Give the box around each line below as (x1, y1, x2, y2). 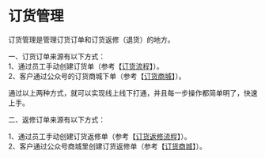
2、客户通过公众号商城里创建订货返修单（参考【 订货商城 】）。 (8, 141, 207, 151)
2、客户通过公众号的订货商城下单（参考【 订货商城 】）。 (8, 71, 186, 81)
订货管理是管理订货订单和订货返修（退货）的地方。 (8, 35, 175, 44)
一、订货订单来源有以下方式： (8, 51, 105, 61)
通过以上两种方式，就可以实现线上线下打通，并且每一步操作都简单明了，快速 (8, 88, 258, 97)
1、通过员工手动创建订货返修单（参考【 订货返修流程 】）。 (8, 131, 191, 141)
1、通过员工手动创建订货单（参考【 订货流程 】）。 (8, 61, 164, 71)
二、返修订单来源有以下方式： (8, 115, 105, 124)
